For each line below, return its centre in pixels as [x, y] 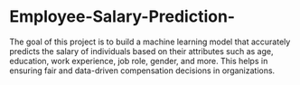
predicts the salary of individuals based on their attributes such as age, [141, 51]
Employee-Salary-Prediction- [122, 17]
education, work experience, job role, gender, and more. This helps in [139, 61]
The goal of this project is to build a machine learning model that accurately [150, 42]
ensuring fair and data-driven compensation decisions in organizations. [142, 71]
